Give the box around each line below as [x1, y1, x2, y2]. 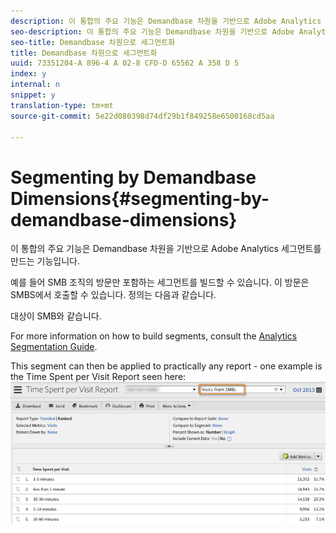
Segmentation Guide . [10, 341, 98, 353]
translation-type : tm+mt [10, 100, 114, 110]
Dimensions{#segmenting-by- [10, 187, 270, 210]
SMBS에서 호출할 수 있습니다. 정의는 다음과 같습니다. [10, 289, 217, 301]
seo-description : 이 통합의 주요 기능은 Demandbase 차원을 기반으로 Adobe [10, 26, 295, 37]
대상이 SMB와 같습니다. [10, 310, 102, 322]
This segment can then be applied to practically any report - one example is [10, 360, 323, 372]
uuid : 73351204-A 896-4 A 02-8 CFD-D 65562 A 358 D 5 [10, 58, 240, 69]
